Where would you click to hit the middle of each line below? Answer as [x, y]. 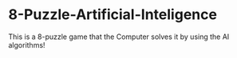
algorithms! [27, 44]
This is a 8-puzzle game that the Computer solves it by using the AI [119, 37]
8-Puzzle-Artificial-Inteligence [113, 15]
